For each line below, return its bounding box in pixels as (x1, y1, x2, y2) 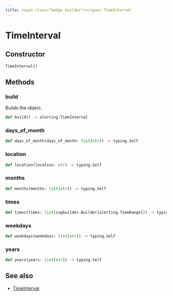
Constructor (5, 50, 45, 59)
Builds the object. (5, 105, 42, 111)
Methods (5, 77, 35, 86)
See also (5, 271, 33, 280)
